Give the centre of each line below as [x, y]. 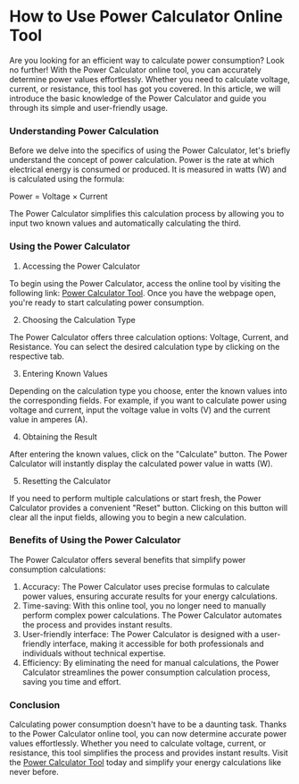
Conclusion [35, 704]
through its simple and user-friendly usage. [88, 107]
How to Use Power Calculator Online [146, 17]
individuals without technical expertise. [94, 653]
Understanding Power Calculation [84, 131]
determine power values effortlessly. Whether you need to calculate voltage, [149, 79]
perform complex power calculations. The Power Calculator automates [152, 615]
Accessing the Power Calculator [81, 266]
